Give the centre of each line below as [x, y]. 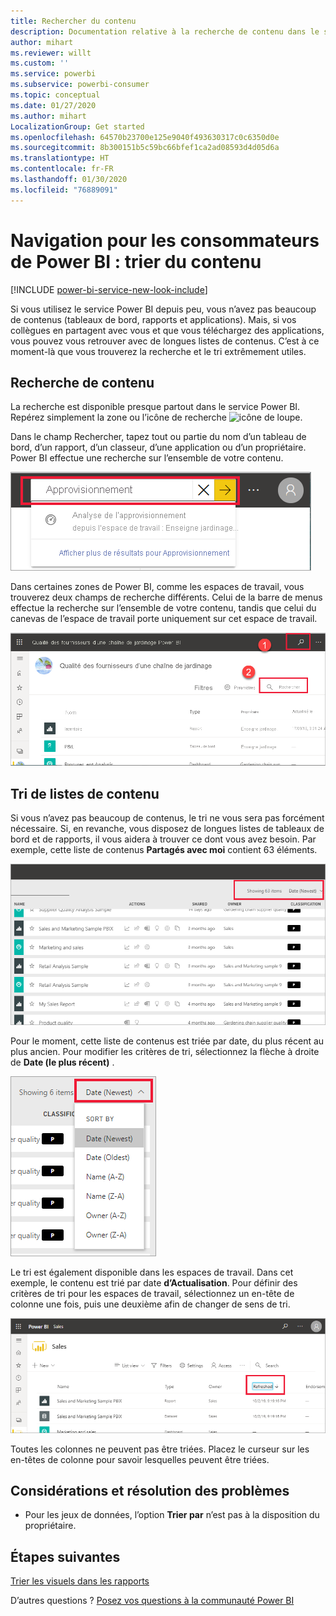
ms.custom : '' [40, 63]
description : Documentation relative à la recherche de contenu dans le [165, 31]
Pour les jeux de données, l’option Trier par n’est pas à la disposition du [172, 1515]
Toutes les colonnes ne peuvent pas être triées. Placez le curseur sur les [160, 1449]
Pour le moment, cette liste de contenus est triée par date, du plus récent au [167, 1041]
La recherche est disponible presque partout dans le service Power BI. [155, 407]
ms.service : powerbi [53, 74]
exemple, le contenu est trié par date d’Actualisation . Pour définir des [154, 1283]
